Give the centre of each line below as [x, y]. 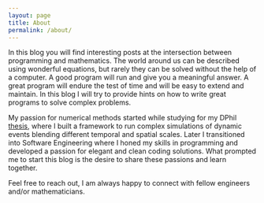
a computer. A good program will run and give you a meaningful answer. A [128, 78]
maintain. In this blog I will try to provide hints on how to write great [117, 94]
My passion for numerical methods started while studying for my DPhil [123, 118]
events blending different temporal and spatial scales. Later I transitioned [127, 135]
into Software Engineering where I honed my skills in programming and [123, 143]
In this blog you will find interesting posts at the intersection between [120, 53]
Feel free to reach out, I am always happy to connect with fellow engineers [129, 183]
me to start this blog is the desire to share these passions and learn [117, 160]
